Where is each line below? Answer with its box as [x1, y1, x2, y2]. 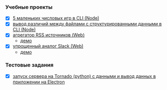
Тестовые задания [5, 62, 54, 69]
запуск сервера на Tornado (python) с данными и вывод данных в [12, 73, 156, 79]
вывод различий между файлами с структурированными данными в [12, 21, 162, 27]
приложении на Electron [12, 79, 65, 85]
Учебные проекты [5, 4, 53, 11]
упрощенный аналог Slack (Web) [12, 43, 84, 49]
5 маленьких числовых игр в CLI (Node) [12, 15, 99, 21]
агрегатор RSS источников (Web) [12, 32, 85, 38]
